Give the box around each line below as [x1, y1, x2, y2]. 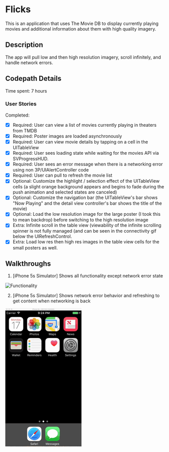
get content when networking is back [12, 298, 91, 304]
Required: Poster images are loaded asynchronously [12, 133, 122, 139]
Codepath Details [5, 74, 62, 83]
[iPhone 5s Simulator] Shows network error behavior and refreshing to [12, 293, 160, 299]
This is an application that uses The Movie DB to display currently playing [5, 20, 159, 26]
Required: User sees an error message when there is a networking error [12, 161, 163, 167]
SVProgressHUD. [12, 156, 49, 162]
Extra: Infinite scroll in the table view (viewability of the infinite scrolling [12, 222, 161, 229]
